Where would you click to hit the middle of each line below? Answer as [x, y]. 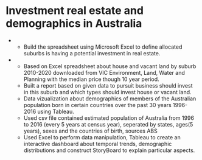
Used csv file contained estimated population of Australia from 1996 [109, 118]
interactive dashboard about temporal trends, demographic [98, 144]
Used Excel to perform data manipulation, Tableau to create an [102, 137]
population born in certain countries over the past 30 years [97, 105]
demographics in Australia [74, 23]
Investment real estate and [75, 11]
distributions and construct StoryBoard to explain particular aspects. [109, 150]
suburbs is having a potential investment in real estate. [92, 53]
